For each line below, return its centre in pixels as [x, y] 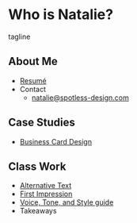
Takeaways [38, 211]
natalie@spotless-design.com [80, 98]
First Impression [46, 194]
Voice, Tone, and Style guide [67, 202]
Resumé [33, 80]
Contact [32, 89]
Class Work [37, 166]
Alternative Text [46, 186]
